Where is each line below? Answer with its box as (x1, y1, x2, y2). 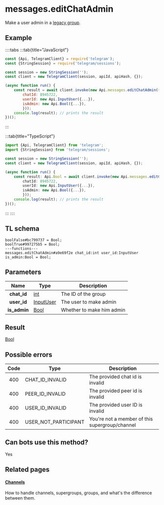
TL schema (5, 224, 40, 233)
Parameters (5, 268, 41, 276)
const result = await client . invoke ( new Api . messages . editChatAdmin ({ (14, 88, 161, 93)
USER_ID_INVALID (25, 405, 67, 411)
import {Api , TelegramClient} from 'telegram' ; (5, 143, 104, 148)
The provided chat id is (89, 373, 142, 380)
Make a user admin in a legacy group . (5, 20, 81, 25)
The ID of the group (61, 290, 106, 297)
